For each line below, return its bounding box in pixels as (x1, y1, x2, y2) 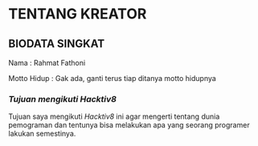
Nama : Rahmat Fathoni (8, 58, 86, 67)
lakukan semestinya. (8, 129, 76, 139)
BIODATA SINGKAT (8, 37, 105, 51)
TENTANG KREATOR (8, 5, 147, 23)
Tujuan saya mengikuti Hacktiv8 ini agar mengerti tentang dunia (8, 112, 220, 121)
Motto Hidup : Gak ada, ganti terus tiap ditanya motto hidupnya (8, 74, 217, 83)
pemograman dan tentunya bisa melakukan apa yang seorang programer (8, 120, 251, 130)
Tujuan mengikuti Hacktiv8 (8, 93, 117, 104)
